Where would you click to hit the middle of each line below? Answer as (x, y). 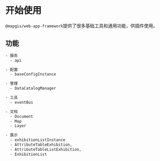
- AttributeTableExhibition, (41, 145)
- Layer (18, 126)
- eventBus (22, 102)
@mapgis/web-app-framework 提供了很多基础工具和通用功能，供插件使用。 (82, 26)
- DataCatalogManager (33, 88)
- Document (22, 116)
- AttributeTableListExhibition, (46, 149)
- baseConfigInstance (33, 74)
